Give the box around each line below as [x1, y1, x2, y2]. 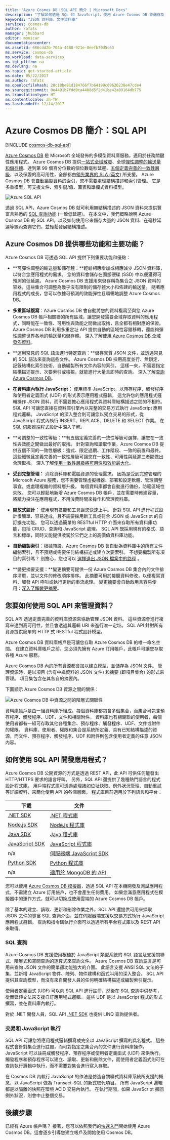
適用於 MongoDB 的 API [50, 869, 106, 876]
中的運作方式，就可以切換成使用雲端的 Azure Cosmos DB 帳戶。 [14, 895, 148, 902]
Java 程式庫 [50, 831, 78, 838]
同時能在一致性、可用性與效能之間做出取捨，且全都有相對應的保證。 [21, 320, 163, 326]
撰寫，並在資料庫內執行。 [5, 1000, 59, 1006]
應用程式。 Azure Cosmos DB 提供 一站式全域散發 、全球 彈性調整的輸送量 [9, 159, 161, 165]
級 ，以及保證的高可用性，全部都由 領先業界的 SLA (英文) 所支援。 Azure [5, 172, 154, 178]
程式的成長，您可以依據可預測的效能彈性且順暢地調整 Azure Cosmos [17, 290, 160, 296]
